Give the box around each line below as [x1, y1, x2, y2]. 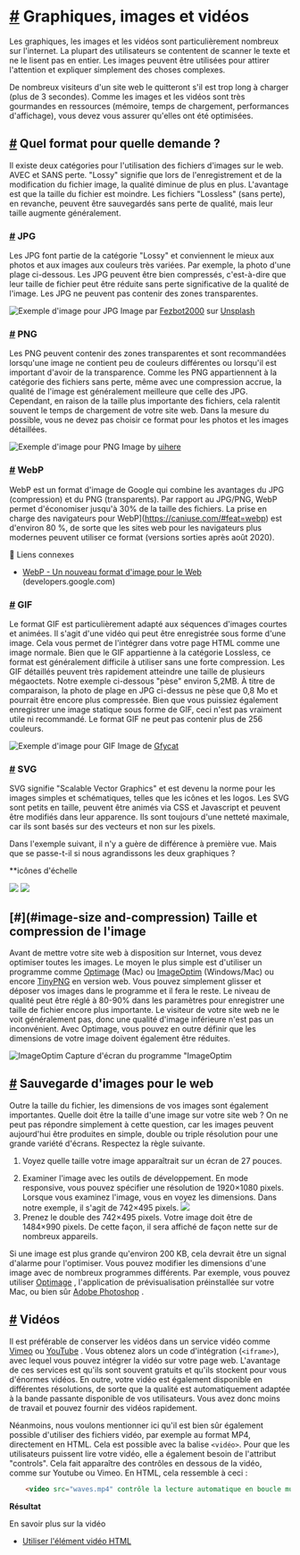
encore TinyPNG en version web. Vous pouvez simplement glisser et [9, 976, 262, 987]
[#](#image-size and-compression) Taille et [9, 910, 258, 925]
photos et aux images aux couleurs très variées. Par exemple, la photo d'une [9, 259, 291, 270]
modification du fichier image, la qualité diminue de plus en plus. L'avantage [9, 179, 288, 190]
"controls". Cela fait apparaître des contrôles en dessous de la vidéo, [9, 1457, 262, 1468]
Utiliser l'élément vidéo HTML [21, 1535, 132, 1546]
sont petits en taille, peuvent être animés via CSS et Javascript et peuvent [9, 803, 281, 813]
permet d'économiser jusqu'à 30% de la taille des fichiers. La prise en [9, 503, 268, 514]
